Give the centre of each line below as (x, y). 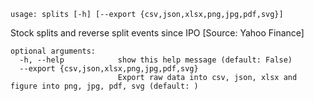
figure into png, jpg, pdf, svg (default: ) (104, 86)
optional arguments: (53, 51)
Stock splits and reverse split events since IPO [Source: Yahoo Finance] (157, 33)
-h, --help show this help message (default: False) (156, 60)
